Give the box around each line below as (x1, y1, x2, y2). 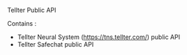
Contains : (7, 19, 37, 27)
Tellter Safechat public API (17, 40, 94, 48)
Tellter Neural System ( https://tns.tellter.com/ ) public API (17, 33, 180, 41)
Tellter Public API (7, 6, 57, 14)
